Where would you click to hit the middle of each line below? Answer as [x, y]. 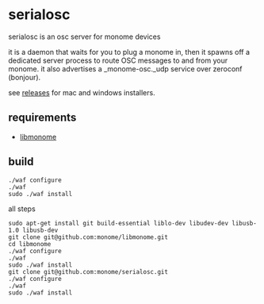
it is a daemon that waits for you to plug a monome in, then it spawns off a [129, 52]
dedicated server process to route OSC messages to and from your [118, 60]
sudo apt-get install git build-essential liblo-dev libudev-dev [118, 223]
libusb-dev [40, 230]
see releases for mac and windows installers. [82, 92]
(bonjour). [25, 77]
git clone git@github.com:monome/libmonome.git [88, 237]
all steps [22, 209]
